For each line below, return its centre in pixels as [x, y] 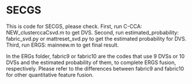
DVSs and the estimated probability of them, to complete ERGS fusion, [91, 62]
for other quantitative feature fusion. [50, 75]
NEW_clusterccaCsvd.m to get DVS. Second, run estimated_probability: [92, 32]
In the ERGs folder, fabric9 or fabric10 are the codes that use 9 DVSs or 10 [95, 56]
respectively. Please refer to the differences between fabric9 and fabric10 [95, 68]
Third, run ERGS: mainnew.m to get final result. [63, 45]
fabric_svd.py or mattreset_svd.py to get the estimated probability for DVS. [96, 38]
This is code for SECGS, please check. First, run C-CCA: [74, 26]
